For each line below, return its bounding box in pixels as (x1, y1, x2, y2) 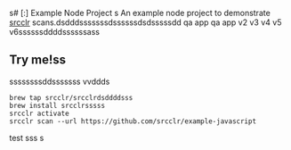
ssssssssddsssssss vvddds (9, 76, 110, 87)
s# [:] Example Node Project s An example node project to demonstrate (9, 8, 271, 18)
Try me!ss (9, 53, 67, 68)
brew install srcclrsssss (9, 101, 105, 110)
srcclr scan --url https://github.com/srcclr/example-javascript (9, 116, 256, 126)
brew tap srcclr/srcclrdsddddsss (9, 93, 133, 102)
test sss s (9, 132, 44, 143)
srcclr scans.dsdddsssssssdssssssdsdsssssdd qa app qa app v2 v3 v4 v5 (9, 17, 282, 28)
